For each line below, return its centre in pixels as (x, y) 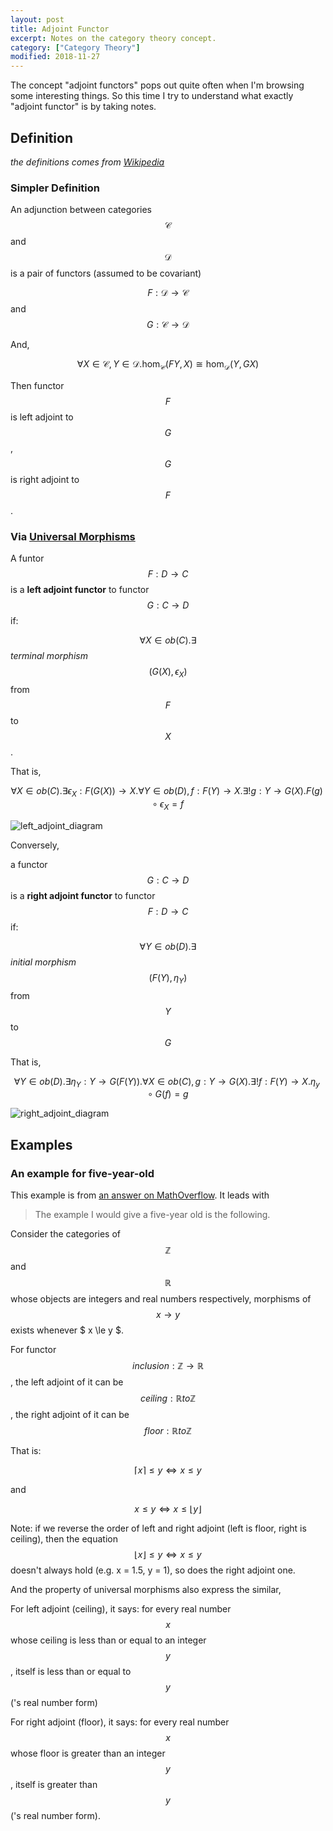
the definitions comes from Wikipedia (87, 162)
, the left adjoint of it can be (67, 1382)
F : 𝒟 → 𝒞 (168, 293)
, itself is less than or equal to (71, 1671)
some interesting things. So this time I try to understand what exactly (152, 96)
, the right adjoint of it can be (70, 1414)
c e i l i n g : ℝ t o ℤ (168, 1398)
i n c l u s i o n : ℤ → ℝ (168, 1365)
